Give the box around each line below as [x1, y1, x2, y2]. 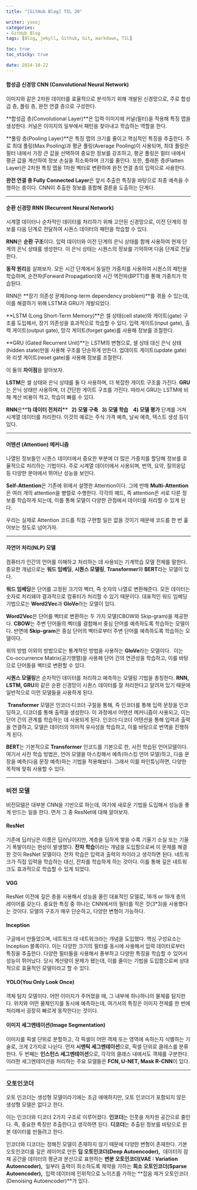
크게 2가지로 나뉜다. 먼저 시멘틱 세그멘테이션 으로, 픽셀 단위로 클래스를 [18, 1043, 178, 1050]
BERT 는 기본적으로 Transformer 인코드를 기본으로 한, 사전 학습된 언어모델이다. [6, 743, 188, 750]
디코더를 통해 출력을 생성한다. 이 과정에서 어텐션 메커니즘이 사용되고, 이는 [23, 709, 191, 716]
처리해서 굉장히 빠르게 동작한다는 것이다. [6, 1007, 98, 1014]
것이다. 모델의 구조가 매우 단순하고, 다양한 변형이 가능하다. [12, 908, 145, 915]
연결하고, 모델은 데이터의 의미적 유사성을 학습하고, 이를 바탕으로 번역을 [12, 723, 174, 730]
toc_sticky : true [6, 52, 49, 58]
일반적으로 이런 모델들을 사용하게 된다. [6, 689, 94, 696]
